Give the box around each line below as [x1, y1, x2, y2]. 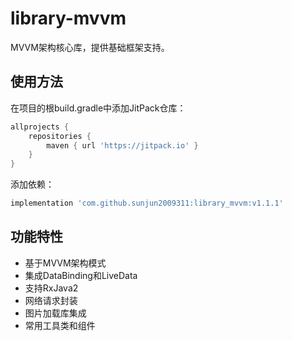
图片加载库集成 [24, 307, 87, 319]
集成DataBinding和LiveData [24, 269, 138, 281]
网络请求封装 [24, 294, 78, 306]
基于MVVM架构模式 [24, 257, 107, 269]
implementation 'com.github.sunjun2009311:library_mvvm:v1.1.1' [10, 198, 284, 209]
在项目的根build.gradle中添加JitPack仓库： [10, 102, 187, 114]
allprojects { [10, 122, 70, 132]
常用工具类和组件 [24, 319, 96, 331]
